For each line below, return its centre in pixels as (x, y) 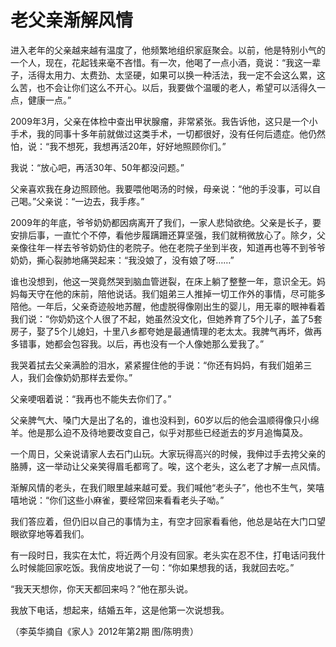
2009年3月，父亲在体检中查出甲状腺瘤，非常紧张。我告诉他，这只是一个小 (164, 121)
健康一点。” (49, 100)
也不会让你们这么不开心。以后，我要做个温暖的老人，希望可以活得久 (176, 87)
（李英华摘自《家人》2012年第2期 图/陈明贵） (105, 631)
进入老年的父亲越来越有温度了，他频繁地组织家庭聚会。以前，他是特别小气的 (168, 50)
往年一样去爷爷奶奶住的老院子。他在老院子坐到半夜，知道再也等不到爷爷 (176, 247)
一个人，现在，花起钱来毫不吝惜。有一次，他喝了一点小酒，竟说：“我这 (157, 62)
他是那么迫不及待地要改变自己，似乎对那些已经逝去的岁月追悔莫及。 (167, 432)
